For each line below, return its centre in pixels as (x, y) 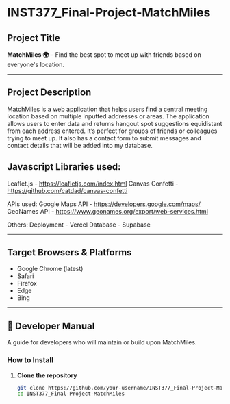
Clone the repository (47, 375)
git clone (31, 388)
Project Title (34, 38)
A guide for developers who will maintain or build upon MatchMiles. (102, 342)
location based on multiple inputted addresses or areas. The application (108, 116)
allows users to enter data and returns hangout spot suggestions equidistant (115, 123)
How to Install (30, 360)
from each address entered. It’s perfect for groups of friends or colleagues (112, 131)
